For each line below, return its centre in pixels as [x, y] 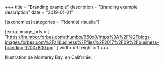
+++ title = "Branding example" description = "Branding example [71, 7]
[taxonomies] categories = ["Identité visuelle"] [52, 22]
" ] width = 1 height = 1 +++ [81, 47]
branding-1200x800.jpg [29, 47]
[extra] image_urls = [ [27, 32]
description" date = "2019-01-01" [39, 12]
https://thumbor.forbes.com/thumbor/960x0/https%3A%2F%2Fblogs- [79, 37]
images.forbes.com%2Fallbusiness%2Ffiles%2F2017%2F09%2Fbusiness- [82, 42]
